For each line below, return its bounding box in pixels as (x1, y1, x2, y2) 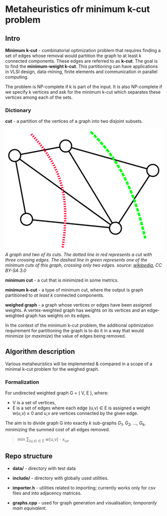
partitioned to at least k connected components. (5, 292, 105, 299)
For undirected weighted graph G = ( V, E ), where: (5, 390, 109, 396)
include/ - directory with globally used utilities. (12, 475, 109, 481)
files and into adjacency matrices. (12, 490, 82, 496)
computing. (5, 74, 29, 80)
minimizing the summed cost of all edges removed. (5, 426, 110, 432)
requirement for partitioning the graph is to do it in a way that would (5, 328, 144, 334)
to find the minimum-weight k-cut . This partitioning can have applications (5, 64, 158, 69)
